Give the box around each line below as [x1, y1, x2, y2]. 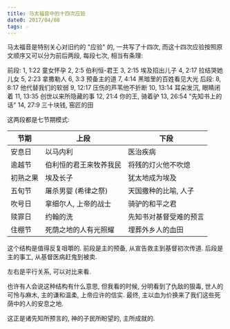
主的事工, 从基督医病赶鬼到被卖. [7, 253, 98, 261]
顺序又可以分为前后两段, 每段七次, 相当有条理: [12, 51, 143, 60]
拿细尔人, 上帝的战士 [45, 199, 112, 208]
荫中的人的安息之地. [7, 299, 64, 308]
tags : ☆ [7, 23, 30, 30]
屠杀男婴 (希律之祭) [45, 186, 108, 196]
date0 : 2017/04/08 [7, 17, 60, 24]
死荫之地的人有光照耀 [45, 225, 115, 235]
